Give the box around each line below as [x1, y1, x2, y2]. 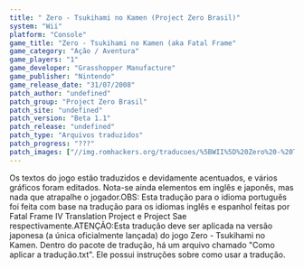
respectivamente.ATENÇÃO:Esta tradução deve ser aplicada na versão [9, 220, 273, 231]
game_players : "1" [9, 55, 79, 64]
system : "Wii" [9, 22, 63, 31]
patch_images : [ [9, 147, 71, 156]
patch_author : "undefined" [9, 88, 111, 97]
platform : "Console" [9, 30, 88, 39]
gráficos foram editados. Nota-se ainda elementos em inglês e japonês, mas [9, 181, 294, 192]
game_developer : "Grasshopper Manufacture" [9, 64, 176, 73]
